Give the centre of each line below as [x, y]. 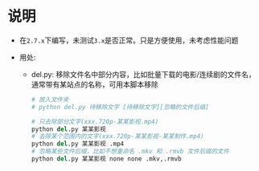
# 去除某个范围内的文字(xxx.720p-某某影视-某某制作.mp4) [117, 136]
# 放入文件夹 [50, 100]
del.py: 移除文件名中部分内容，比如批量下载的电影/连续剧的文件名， [143, 74]
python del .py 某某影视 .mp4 [78, 144]
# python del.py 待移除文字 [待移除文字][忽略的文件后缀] [120, 107]
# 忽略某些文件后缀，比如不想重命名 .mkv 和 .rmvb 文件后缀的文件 [130, 152]
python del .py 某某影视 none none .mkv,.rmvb [106, 159]
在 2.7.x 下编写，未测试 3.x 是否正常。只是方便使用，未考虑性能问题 [129, 40]
